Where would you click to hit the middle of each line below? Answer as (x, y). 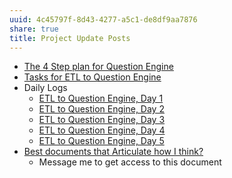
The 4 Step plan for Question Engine (98, 67)
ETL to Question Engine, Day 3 (102, 120)
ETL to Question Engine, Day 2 (101, 109)
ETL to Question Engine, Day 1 (101, 98)
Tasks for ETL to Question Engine (92, 77)
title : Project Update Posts (70, 38)
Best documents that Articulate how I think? (113, 152)
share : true (34, 29)
